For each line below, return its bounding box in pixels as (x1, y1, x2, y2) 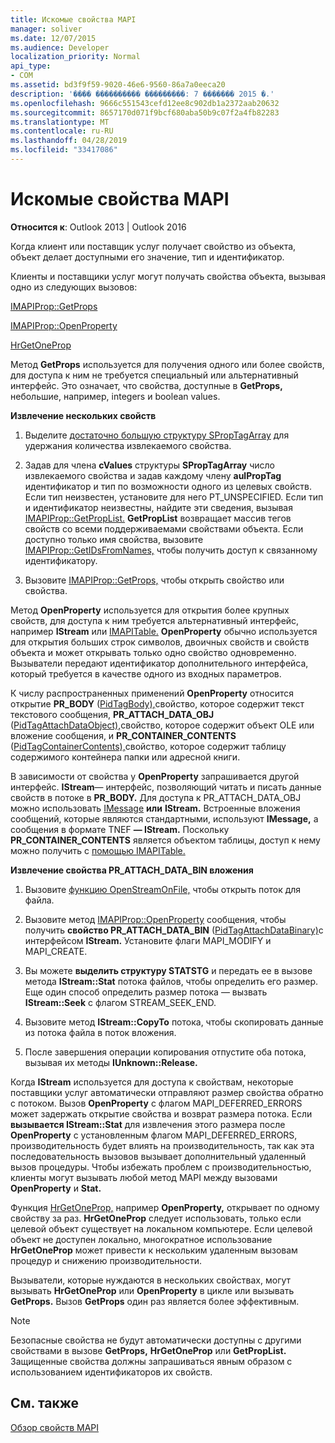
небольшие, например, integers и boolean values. (10, 390, 221, 402)
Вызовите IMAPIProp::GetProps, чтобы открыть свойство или (24, 574, 285, 586)
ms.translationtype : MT (10, 117, 110, 127)
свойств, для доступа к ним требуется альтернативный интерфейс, (10, 614, 300, 626)
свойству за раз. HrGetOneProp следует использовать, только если (10, 1212, 302, 1224)
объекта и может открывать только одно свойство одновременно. (10, 646, 297, 658)
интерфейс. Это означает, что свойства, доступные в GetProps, (10, 379, 283, 391)
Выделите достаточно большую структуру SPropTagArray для (24, 429, 290, 441)
